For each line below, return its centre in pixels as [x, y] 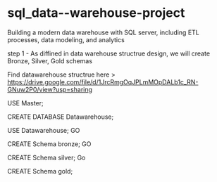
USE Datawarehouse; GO [44, 130]
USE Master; [25, 103]
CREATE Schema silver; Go [46, 157]
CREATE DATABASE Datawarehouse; [61, 117]
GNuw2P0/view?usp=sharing [50, 89]
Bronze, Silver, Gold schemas [50, 60]
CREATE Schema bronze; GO [49, 144]
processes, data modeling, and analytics [66, 39]
